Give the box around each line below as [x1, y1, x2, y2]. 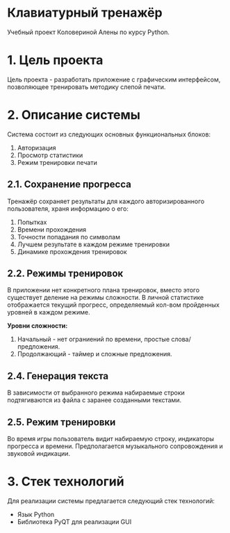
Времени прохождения [17, 225, 87, 234]
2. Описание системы [7, 107, 141, 123]
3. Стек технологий [7, 474, 124, 490]
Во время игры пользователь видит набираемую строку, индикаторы [7, 435, 214, 443]
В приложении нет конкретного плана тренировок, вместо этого [7, 286, 200, 294]
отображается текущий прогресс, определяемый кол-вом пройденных [7, 301, 220, 309]
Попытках [17, 218, 47, 226]
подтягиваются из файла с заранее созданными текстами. [7, 396, 182, 404]
